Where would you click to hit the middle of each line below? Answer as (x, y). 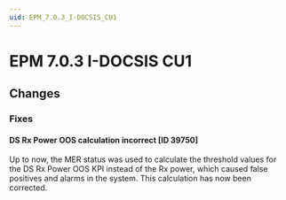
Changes (35, 94)
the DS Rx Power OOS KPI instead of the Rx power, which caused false (139, 169)
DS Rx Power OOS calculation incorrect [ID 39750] (103, 140)
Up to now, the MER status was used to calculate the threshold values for (143, 159)
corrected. (28, 188)
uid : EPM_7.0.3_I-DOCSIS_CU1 (63, 17)
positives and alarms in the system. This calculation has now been (130, 179)
